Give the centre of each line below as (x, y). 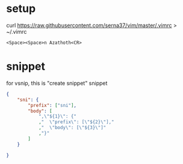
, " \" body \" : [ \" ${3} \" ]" (72, 128)
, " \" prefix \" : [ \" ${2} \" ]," (76, 122)
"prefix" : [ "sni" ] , (52, 105)
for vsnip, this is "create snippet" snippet (57, 83)
